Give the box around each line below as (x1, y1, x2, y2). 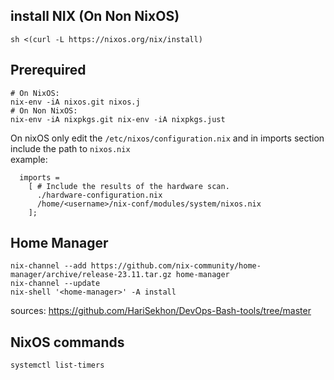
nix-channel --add (10, 261, 87, 271)
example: (10, 153, 48, 165)
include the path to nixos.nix (10, 142, 131, 154)
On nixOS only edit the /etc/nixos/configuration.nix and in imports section (10, 132, 325, 144)
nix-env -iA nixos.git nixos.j (10, 97, 141, 107)
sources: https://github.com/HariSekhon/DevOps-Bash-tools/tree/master (10, 305, 312, 317)
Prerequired (10, 62, 87, 79)
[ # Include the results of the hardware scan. (28, 181, 230, 191)
